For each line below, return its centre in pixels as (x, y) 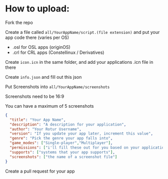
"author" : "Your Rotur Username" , (45, 129)
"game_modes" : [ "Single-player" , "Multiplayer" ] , (61, 143)
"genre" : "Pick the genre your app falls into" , (61, 138)
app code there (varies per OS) (37, 37)
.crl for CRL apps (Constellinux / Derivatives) (58, 52)
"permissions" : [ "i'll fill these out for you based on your (75, 148)
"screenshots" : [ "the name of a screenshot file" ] (63, 157)
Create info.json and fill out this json (43, 77)
